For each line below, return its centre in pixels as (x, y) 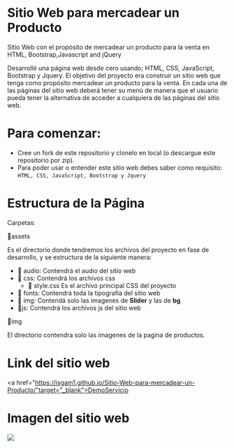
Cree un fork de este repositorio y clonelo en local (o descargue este (116, 152)
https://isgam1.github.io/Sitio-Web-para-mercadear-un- (115, 382)
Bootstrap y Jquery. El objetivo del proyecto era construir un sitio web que (114, 75)
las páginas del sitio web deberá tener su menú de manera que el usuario (113, 90)
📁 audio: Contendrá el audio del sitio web (76, 270)
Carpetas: (22, 222)
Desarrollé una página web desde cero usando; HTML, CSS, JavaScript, (111, 68)
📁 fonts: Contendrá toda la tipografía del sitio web (89, 293)
